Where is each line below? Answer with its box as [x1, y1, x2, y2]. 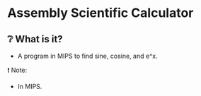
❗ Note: [7, 66, 28, 74]
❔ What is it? [7, 33, 63, 45]
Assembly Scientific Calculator [7, 5, 194, 21]
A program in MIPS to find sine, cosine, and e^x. [17, 52, 158, 60]
